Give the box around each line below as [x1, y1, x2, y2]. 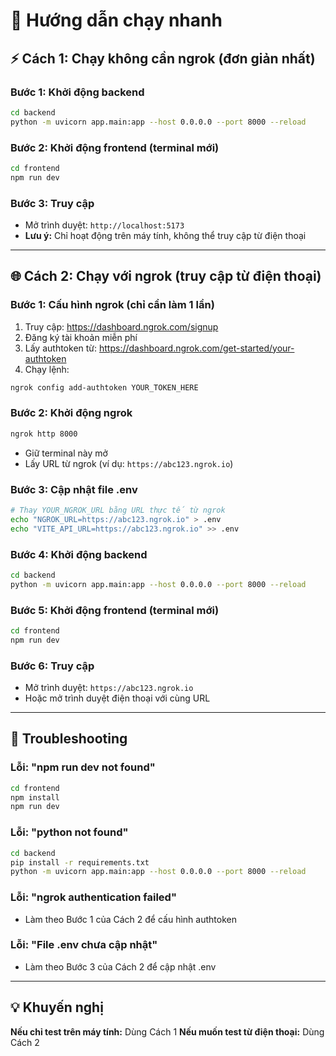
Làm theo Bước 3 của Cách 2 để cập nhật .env [24, 960, 217, 973]
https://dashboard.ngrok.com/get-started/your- [98, 342, 295, 354]
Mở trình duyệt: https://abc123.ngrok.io [24, 682, 194, 694]
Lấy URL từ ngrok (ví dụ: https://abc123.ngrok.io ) [24, 457, 234, 469]
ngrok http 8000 [10, 429, 78, 439]
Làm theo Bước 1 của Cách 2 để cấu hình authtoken [24, 913, 237, 925]
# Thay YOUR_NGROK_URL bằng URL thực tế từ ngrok [10, 505, 226, 515]
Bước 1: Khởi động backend [10, 85, 145, 99]
